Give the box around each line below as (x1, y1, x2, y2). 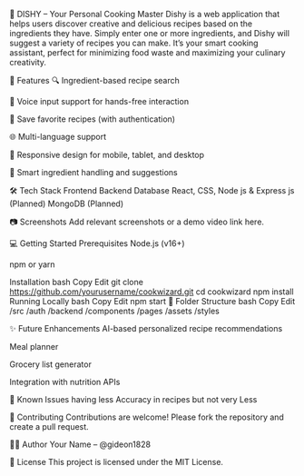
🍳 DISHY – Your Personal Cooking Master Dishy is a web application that (9, 9, 280, 19)
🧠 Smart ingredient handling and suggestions (9, 167, 179, 177)
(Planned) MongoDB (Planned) (9, 198, 124, 209)
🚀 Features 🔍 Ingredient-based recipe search (9, 75, 180, 85)
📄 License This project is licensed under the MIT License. (9, 457, 224, 467)
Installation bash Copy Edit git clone (9, 277, 143, 287)
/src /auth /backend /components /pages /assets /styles (9, 305, 220, 316)
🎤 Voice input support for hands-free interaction (9, 96, 189, 106)
